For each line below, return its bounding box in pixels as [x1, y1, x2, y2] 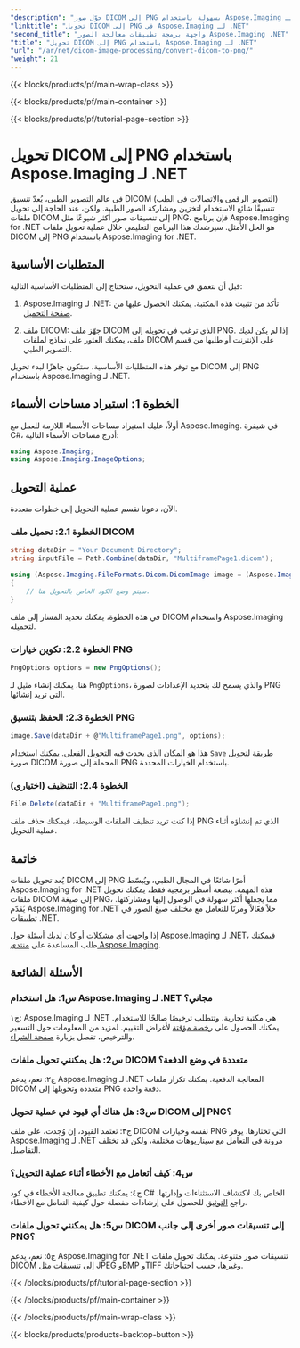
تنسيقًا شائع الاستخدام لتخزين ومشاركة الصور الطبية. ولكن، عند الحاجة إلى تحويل [10, 203, 275, 213]
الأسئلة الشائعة [10, 965, 83, 980]
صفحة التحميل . [22, 307, 73, 318]
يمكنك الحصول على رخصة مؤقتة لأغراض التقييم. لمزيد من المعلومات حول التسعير [10, 1021, 280, 1032]
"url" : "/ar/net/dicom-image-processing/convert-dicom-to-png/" [10, 46, 254, 55]
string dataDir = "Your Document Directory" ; [10, 546, 182, 555]
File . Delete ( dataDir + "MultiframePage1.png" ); [10, 799, 191, 808]
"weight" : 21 [10, 54, 59, 63]
